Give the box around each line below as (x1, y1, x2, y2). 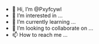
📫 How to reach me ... (11, 32, 68, 38)
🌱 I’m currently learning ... (11, 18, 76, 25)
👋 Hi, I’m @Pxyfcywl (11, 6, 62, 12)
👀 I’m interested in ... (11, 12, 63, 19)
